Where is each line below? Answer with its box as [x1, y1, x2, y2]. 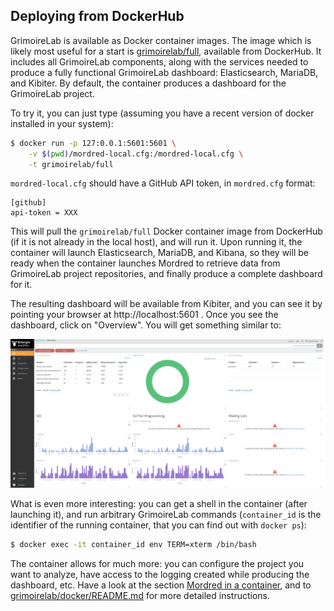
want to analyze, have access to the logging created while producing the [10, 568, 310, 580]
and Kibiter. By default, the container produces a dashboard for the [10, 77, 287, 89]
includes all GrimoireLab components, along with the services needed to [10, 55, 309, 68]
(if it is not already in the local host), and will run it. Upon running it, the [10, 236, 303, 248]
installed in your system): [10, 117, 114, 129]
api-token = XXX [10, 208, 78, 218]
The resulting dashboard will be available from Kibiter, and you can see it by [10, 298, 323, 310]
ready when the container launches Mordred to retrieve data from [10, 257, 281, 269]
